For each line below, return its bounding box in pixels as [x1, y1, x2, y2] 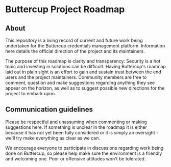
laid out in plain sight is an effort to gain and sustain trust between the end [5, 69, 162, 75]
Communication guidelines [5, 105, 93, 114]
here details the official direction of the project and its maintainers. [5, 48, 145, 54]
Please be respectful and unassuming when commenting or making [5, 119, 147, 125]
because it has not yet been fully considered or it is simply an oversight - [5, 129, 159, 135]
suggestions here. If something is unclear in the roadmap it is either [5, 124, 147, 130]
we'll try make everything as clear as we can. [5, 135, 101, 141]
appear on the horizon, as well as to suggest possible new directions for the [5, 85, 165, 91]
